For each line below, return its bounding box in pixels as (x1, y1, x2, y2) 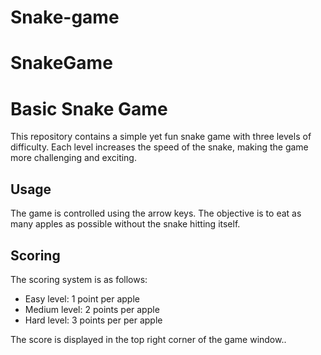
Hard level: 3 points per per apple (24, 314, 163, 326)
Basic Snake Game (10, 97, 168, 120)
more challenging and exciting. (10, 152, 137, 164)
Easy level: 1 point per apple (24, 292, 140, 305)
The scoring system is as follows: (10, 273, 148, 285)
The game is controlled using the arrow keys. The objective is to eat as (10, 207, 302, 220)
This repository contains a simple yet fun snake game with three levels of (10, 131, 312, 143)
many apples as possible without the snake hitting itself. (10, 218, 241, 230)
